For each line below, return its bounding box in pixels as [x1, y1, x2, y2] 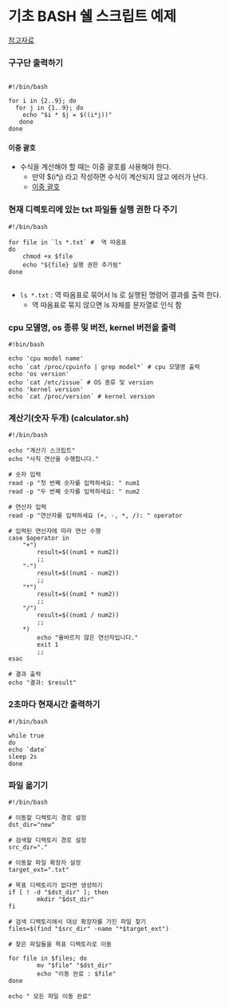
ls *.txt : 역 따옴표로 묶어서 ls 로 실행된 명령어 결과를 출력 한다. [19, 290, 222, 299]
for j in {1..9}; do [15, 104, 84, 112]
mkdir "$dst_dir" [37, 895, 94, 903]
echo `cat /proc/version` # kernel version [8, 393, 156, 401]
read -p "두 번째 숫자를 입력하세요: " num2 [8, 487, 140, 496]
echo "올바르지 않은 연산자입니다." [37, 634, 139, 642]
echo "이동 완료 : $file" [37, 969, 116, 977]
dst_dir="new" [8, 820, 56, 828]
